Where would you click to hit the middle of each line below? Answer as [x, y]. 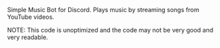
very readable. [27, 37]
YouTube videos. [31, 17]
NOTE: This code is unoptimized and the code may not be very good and [110, 30]
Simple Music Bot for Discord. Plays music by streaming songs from [103, 10]
